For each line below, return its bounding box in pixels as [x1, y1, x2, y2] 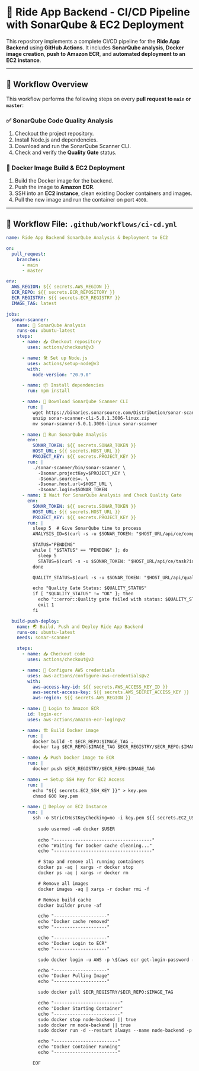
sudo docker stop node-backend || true [37, 1016, 136, 1022]
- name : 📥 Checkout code [21, 651, 85, 657]
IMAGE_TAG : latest [11, 300, 57, 306]
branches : [17, 256, 41, 262]
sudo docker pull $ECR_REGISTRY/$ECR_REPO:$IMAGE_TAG [37, 990, 174, 995]
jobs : [6, 311, 20, 317]
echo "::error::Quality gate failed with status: [37, 596, 163, 602]
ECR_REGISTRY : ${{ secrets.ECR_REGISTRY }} [11, 295, 120, 301]
